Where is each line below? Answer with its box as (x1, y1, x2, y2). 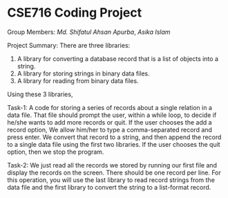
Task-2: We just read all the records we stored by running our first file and (7, 161, 218, 169)
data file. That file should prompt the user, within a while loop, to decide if (7, 111, 217, 119)
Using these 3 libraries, (7, 90, 73, 98)
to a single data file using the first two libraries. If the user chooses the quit (7, 140, 220, 148)
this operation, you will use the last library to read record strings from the (7, 175, 216, 184)
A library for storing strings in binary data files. (17, 69, 150, 78)
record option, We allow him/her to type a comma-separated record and (7, 125, 213, 134)
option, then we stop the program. (7, 147, 104, 156)
